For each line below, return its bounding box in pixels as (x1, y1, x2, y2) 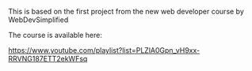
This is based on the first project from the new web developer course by (8, 7, 244, 16)
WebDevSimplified (8, 15, 69, 24)
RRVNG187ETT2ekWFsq (8, 54, 88, 63)
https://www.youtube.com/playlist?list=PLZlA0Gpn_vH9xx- (8, 46, 200, 54)
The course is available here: (8, 31, 103, 39)
